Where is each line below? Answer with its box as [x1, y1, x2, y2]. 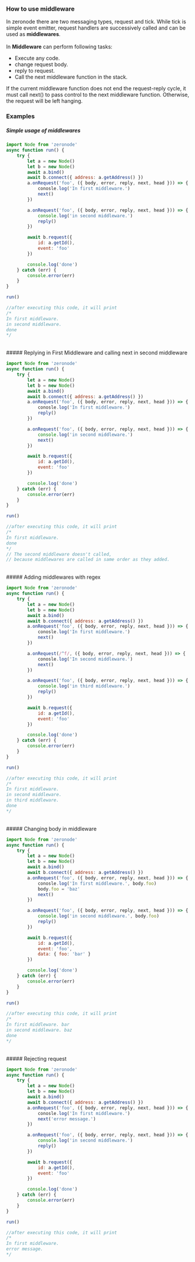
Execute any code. [14, 55, 60, 62]
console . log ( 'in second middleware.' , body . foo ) [37, 913, 160, 919]
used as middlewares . [6, 31, 61, 38]
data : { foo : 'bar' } [37, 951, 91, 957]
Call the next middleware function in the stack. [14, 73, 128, 81]
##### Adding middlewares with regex [6, 573, 101, 581]
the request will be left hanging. [6, 97, 83, 105]
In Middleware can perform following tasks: [6, 43, 113, 50]
